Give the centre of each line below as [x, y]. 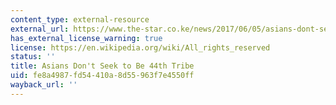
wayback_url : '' [44, 85]
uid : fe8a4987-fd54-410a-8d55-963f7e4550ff [102, 76]
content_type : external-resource [80, 19]
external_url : [40, 29]
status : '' [33, 57]
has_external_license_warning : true [86, 38]
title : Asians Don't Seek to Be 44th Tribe [102, 66]
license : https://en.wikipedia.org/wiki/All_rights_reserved [140, 47]
